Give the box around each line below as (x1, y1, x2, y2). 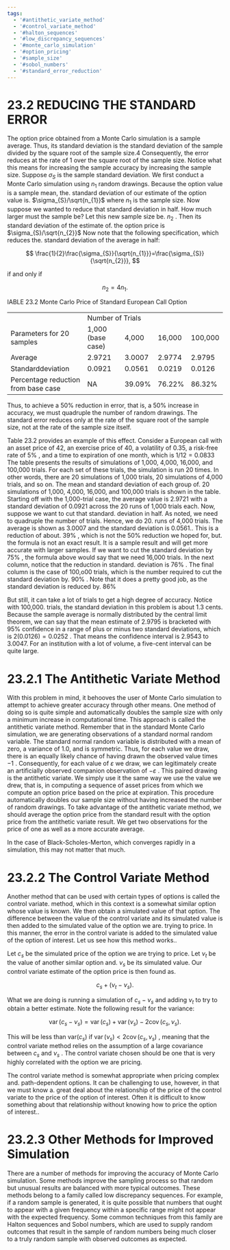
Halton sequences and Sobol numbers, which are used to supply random (7, 1220, 213, 1228)
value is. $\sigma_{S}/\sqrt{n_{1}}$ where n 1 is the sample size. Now (7, 196, 201, 206)
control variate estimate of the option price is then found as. (7, 967, 176, 975)
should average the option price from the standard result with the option (7, 810, 211, 819)
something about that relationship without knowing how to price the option (7, 1100, 218, 1109)
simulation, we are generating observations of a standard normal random (7, 730, 213, 738)
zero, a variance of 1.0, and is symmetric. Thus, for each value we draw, (7, 745, 210, 753)
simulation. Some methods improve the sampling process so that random (7, 1176, 214, 1185)
